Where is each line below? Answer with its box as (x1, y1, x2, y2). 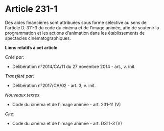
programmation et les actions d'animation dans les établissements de (5, 30, 145, 36)
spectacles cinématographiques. (5, 35, 71, 41)
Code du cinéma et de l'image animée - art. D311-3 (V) (12, 120, 122, 126)
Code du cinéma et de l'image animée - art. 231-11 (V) (12, 101, 121, 107)
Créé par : (5, 54, 24, 60)
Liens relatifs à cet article (5, 44, 58, 50)
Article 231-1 (5, 3, 58, 15)
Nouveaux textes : (5, 92, 41, 98)
